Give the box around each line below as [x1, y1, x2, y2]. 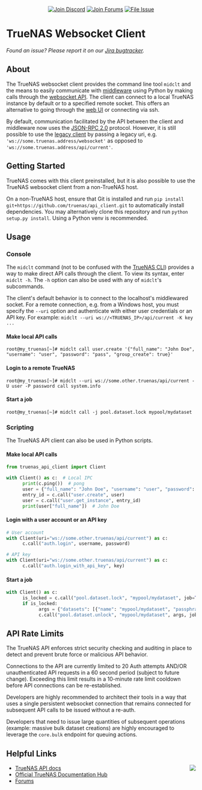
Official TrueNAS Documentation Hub [14, 771, 108, 779]
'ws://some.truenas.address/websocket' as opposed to [6, 136, 143, 144]
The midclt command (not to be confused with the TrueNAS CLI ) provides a [6, 263, 194, 271]
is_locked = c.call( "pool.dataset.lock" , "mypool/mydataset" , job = [22, 595, 195, 601]
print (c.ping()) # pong [22, 481, 85, 487]
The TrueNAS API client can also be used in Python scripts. [6, 437, 153, 444]
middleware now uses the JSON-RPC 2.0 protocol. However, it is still [6, 124, 176, 131]
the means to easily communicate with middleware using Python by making [6, 86, 194, 94]
